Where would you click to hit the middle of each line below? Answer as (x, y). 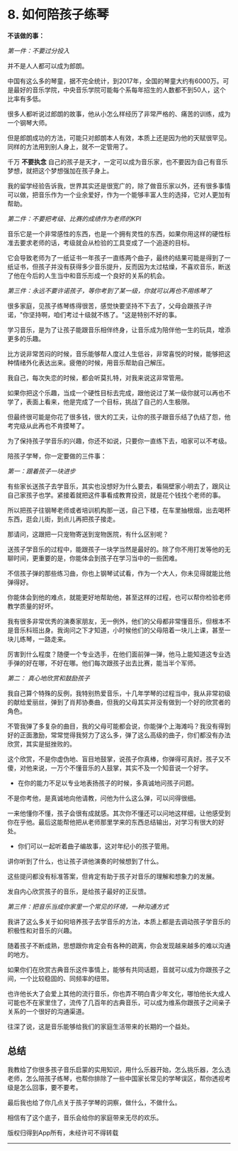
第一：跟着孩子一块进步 (41, 471)
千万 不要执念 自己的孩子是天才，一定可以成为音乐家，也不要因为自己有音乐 (118, 161)
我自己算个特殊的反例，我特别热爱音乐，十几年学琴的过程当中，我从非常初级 (119, 693)
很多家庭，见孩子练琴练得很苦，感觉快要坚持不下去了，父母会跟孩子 (107, 306)
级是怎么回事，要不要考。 (45, 1087)
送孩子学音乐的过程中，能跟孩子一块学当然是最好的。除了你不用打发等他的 (116, 549)
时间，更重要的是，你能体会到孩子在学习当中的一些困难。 (97, 558)
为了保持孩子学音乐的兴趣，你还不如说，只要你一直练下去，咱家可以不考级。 (119, 441)
